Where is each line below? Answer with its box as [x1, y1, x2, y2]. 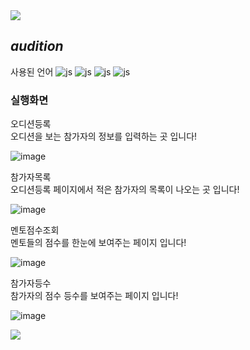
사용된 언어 [10, 65, 54, 78]
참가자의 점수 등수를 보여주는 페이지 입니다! [10, 290, 179, 302]
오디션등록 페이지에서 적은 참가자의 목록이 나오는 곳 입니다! [10, 184, 240, 196]
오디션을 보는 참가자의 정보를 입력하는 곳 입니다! [10, 130, 198, 143]
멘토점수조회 [10, 224, 60, 236]
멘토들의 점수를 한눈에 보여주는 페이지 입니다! [10, 237, 187, 249]
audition [10, 38, 64, 55]
